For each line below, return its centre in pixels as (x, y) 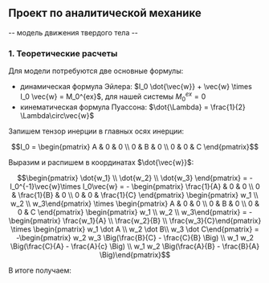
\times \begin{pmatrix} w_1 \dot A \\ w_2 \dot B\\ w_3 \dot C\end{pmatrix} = (135, 229)
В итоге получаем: (40, 270)
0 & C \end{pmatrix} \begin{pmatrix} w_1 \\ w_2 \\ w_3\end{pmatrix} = (132, 211)
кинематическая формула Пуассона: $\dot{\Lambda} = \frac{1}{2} (133, 107)
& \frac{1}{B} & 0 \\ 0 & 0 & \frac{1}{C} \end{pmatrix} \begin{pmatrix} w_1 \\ (135, 195)
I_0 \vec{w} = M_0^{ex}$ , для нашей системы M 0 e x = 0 (113, 96)
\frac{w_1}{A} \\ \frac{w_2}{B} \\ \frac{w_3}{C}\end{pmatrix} (162, 220)
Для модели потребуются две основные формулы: (96, 71)
